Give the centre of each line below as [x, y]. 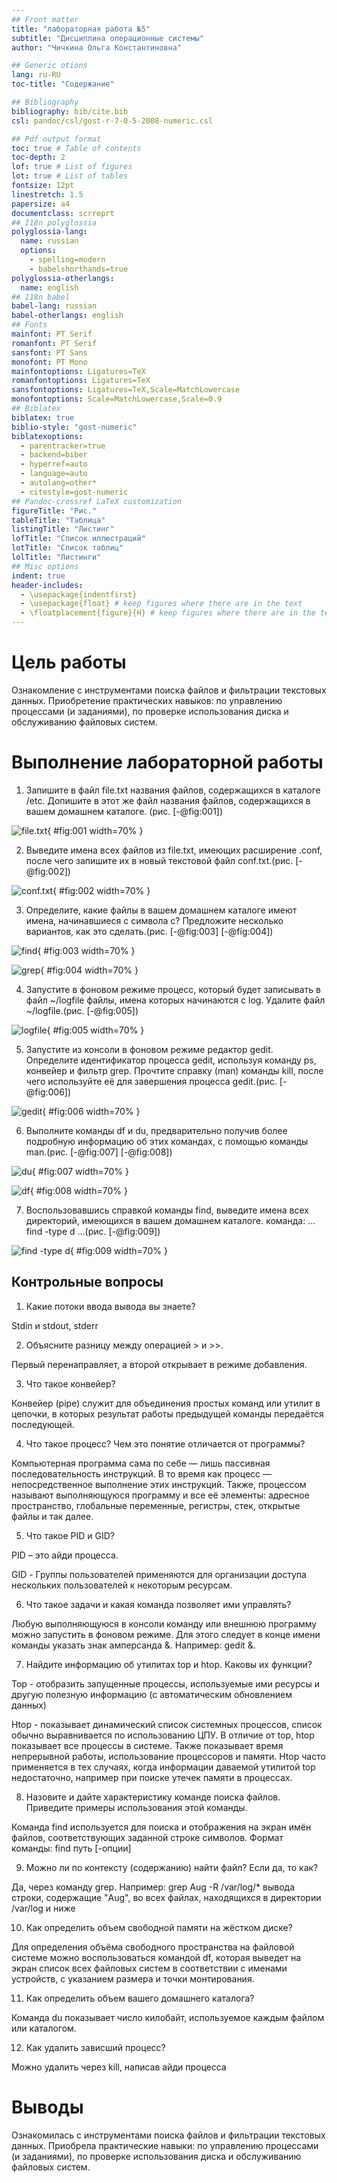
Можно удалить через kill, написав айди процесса [119, 2067]
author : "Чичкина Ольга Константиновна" [97, 47]
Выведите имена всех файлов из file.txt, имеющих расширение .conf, [174, 850]
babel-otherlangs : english [67, 316]
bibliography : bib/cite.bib [70, 111]
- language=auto [54, 474]
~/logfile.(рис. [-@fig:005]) [82, 1010]
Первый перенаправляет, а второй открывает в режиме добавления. [159, 1364]
